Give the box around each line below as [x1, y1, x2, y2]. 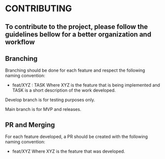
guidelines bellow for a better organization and [5, 30, 152, 38]
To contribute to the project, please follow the [5, 23, 148, 31]
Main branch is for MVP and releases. [5, 106, 81, 112]
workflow [5, 38, 35, 46]
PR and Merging [5, 121, 55, 129]
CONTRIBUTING [5, 3, 72, 14]
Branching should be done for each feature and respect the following [5, 67, 145, 74]
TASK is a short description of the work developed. [12, 87, 116, 93]
